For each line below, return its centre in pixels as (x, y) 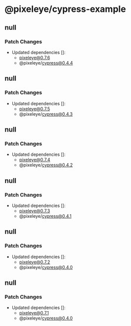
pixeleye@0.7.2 (35, 262)
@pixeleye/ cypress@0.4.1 (45, 216)
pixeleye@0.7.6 (35, 58)
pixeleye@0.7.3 (35, 211)
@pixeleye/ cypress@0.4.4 (46, 63)
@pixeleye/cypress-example (65, 9)
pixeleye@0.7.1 (34, 313)
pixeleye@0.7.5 (35, 109)
